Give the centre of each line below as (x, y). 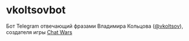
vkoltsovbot (36, 10)
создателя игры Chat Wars (39, 32)
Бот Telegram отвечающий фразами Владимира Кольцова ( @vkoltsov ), (95, 26)
